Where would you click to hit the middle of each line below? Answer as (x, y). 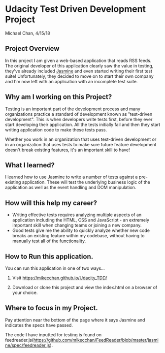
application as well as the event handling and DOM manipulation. (71, 188)
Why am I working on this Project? (59, 97)
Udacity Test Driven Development (76, 9)
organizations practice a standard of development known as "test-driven (79, 114)
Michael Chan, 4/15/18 (28, 33)
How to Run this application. (49, 256)
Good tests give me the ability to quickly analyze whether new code (81, 230)
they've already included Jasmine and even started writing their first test (79, 71)
